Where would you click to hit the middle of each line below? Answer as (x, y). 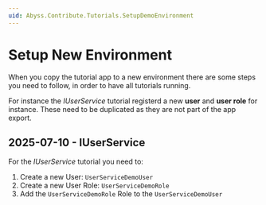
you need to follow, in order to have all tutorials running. (100, 85)
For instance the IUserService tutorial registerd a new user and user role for (133, 101)
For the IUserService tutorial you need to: (76, 162)
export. (20, 118)
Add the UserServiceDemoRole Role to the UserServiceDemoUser (121, 194)
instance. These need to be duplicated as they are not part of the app (122, 109)
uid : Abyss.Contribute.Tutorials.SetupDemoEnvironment (101, 15)
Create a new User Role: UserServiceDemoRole (94, 186)
